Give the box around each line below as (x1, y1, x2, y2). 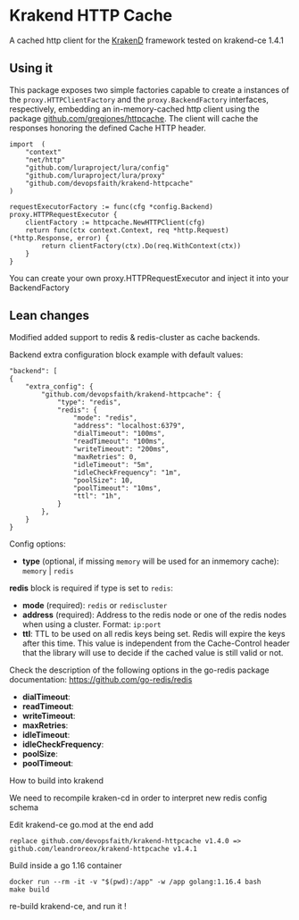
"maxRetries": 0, (72, 452, 138, 461)
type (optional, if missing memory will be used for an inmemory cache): (21, 556, 279, 566)
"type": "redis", (56, 397, 122, 406)
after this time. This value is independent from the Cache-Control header (21, 638, 290, 648)
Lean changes (9, 308, 90, 323)
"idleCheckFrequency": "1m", (72, 468, 181, 477)
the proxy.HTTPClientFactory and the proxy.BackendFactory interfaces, (9, 94, 270, 105)
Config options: (9, 538, 67, 549)
